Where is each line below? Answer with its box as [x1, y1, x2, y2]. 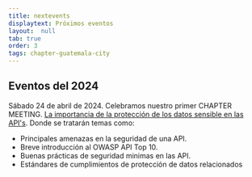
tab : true [8, 34, 42, 43]
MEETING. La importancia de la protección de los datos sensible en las [8, 109, 244, 119]
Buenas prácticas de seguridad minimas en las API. [19, 150, 191, 160]
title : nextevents [8, 11, 70, 20]
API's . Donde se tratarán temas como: [8, 118, 135, 128]
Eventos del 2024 [8, 79, 99, 93]
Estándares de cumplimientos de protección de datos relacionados [19, 159, 243, 169]
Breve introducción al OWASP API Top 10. [19, 142, 158, 152]
